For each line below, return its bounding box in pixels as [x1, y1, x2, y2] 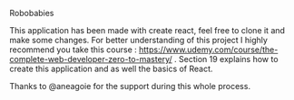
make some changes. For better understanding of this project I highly [9, 35, 268, 45]
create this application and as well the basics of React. [9, 63, 213, 74]
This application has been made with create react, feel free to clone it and [9, 25, 286, 35]
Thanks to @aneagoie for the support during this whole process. [9, 81, 251, 91]
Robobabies [9, 8, 54, 18]
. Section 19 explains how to [173, 54, 279, 64]
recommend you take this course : [9, 44, 138, 55]
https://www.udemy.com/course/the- [139, 44, 279, 55]
